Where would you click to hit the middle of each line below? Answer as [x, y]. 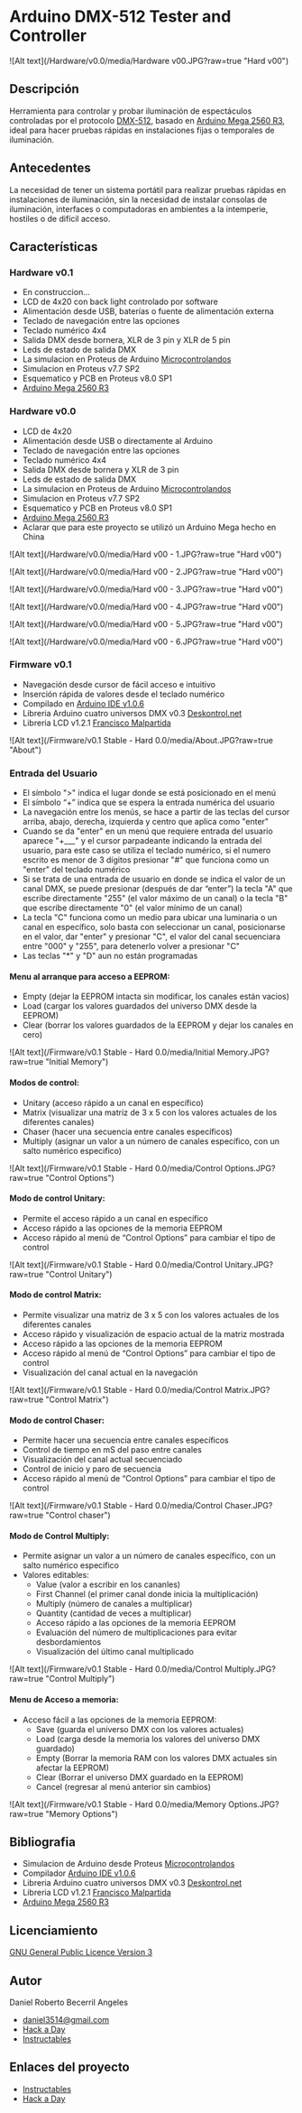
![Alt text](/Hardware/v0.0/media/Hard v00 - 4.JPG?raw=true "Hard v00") [146, 606]
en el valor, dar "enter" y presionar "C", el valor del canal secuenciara [151, 937]
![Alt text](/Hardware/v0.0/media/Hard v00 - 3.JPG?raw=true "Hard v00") [146, 589]
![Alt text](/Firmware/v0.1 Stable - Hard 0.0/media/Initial [112, 1052]
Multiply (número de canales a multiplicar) [114, 1604]
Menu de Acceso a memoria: [64, 1699]
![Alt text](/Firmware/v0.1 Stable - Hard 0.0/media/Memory [118, 1804]
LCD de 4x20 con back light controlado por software [120, 302]
